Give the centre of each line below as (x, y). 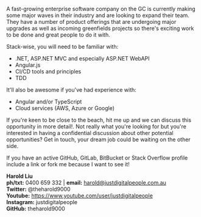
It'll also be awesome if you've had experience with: (72, 90)
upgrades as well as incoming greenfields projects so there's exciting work (100, 28)
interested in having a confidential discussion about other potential (90, 133)
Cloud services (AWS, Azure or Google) (65, 108)
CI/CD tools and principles (48, 72)
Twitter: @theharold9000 (39, 189)
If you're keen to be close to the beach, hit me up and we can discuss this (99, 120)
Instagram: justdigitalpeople (42, 202)
